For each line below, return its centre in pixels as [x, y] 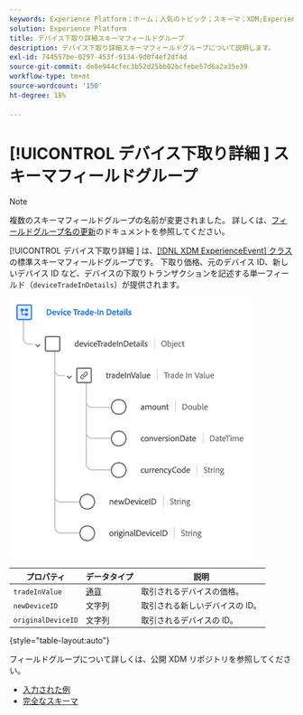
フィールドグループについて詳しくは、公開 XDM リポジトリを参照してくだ [147, 659]
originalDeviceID [46, 621]
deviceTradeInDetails [73, 286]
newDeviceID [36, 606]
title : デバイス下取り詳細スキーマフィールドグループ [97, 38]
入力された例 [46, 690]
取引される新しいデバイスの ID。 [201, 606]
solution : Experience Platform [68, 28]
